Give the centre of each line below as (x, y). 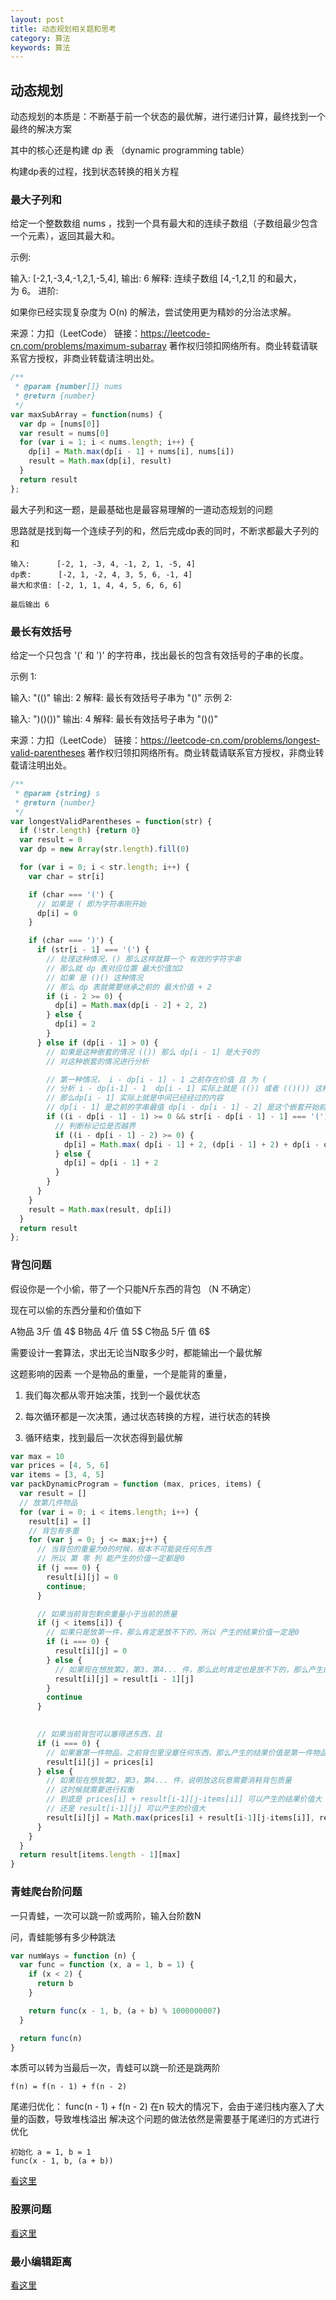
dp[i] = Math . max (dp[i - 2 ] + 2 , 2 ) (131, 1006)
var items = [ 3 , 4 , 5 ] (57, 1475)
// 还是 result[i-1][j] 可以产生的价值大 (126, 1809)
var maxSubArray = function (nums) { (86, 414)
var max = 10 (37, 1456)
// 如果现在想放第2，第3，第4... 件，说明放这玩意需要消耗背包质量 (169, 1781)
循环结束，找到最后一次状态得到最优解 (103, 1437)
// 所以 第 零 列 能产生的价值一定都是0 (110, 1559)
